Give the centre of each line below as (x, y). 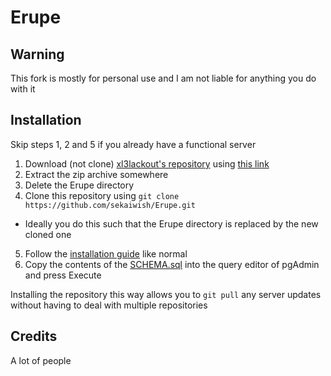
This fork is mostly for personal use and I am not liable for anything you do (163, 78)
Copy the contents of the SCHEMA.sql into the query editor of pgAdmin (172, 264)
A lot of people (41, 360)
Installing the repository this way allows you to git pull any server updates (166, 294)
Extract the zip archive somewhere (96, 174)
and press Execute (63, 275)
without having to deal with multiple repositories (109, 305)
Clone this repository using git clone (102, 195)
